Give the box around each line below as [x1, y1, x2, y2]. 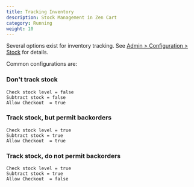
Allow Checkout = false [6, 176, 69, 182]
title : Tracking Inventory [6, 8, 74, 15]
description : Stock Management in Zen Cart [6, 14, 117, 21]
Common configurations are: [6, 60, 78, 68]
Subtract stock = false [6, 94, 66, 100]
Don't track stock [6, 75, 58, 84]
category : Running [6, 20, 52, 26]
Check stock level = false [6, 89, 74, 95]
